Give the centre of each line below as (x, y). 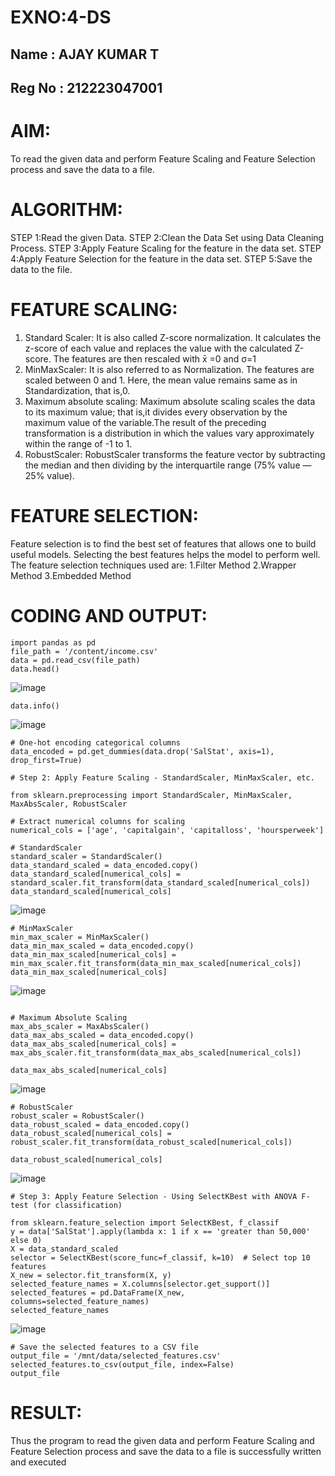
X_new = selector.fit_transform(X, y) (91, 1275)
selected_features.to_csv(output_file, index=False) (122, 1364)
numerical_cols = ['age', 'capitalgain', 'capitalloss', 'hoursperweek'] (167, 830)
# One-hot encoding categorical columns (96, 742)
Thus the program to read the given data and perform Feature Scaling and (162, 1440)
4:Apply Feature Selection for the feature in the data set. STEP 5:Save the (161, 258)
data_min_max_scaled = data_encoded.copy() (102, 946)
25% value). (49, 475)
